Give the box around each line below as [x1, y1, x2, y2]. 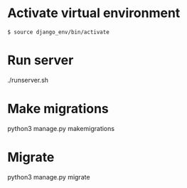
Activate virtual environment [7, 5, 181, 21]
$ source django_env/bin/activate [7, 28, 110, 36]
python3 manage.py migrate [7, 172, 90, 181]
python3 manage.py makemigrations [7, 124, 115, 132]
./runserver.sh [7, 75, 48, 84]
